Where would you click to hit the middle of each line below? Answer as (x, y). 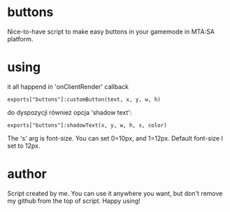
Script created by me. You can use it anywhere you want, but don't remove (115, 193)
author (27, 174)
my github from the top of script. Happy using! (74, 201)
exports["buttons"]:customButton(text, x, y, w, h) (84, 99)
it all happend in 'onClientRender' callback (68, 86)
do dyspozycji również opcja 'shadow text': (70, 112)
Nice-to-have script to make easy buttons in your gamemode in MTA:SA (111, 31)
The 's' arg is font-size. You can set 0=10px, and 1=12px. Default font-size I (115, 138)
